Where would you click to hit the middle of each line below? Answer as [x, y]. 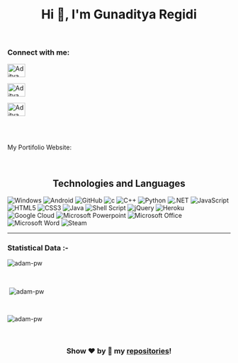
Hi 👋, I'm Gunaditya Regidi [119, 15]
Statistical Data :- [38, 248]
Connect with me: [39, 52]
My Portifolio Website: [40, 147]
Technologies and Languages [119, 183]
